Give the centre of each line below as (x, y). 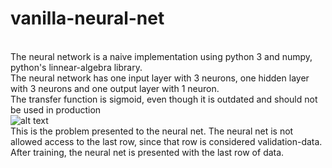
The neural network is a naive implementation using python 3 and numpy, (161, 56)
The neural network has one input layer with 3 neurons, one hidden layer (160, 78)
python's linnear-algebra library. (76, 67)
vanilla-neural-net (87, 18)
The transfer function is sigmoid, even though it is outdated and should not (164, 99)
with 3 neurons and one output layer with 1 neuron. (115, 88)
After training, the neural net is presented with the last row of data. (147, 152)
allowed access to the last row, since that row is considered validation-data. (166, 141)
